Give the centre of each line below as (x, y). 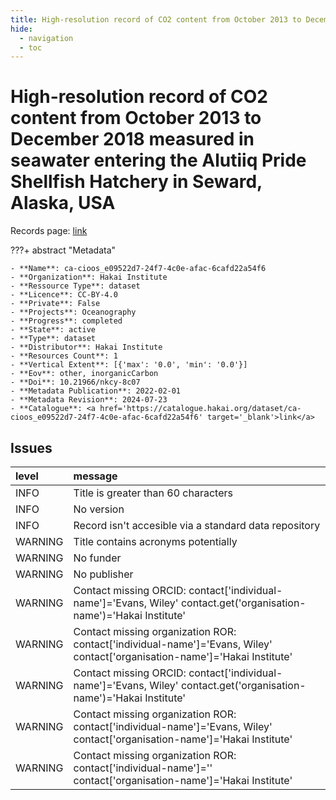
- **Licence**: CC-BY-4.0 (64, 295)
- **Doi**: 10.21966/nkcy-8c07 (75, 382)
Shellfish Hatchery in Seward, (136, 182)
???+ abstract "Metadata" (63, 250)
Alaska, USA (63, 203)
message (95, 476)
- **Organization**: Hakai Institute (89, 277)
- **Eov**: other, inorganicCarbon (84, 374)
